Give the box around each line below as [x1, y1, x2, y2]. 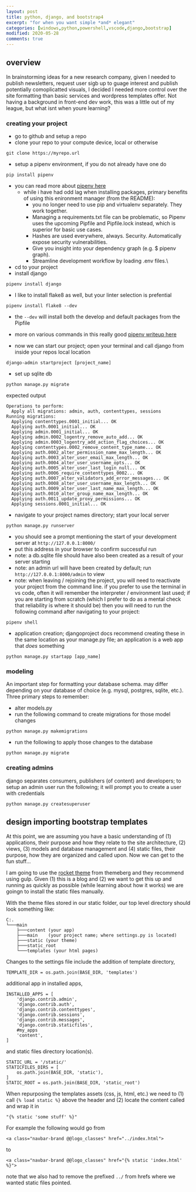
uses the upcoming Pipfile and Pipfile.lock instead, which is [32, 220, 176, 227]
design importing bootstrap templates [6, 817, 148, 827]
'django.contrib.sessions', [16, 1011, 85, 1018]
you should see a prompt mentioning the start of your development [14, 533, 177, 540]
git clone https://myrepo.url [6, 151, 80, 157]
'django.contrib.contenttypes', [16, 1007, 96, 1013]
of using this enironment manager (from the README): [23, 195, 156, 202]
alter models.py [14, 704, 53, 712]
